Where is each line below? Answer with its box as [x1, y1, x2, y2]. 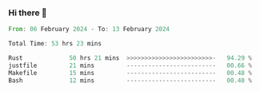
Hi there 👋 [8, 7, 48, 18]
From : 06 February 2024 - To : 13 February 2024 [8, 26, 170, 34]
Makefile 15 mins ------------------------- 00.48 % [8, 69, 252, 77]
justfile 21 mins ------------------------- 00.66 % [8, 61, 252, 69]
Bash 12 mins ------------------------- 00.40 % [8, 76, 252, 85]
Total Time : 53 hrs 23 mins [8, 40, 102, 48]
